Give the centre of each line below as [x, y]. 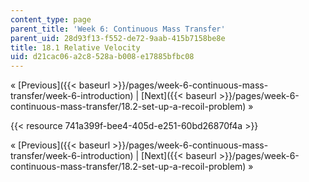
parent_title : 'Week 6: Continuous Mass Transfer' [118, 29]
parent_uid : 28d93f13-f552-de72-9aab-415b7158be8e [118, 38]
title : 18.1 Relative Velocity [75, 47]
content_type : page [51, 19]
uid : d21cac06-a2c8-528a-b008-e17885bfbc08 [102, 57]
